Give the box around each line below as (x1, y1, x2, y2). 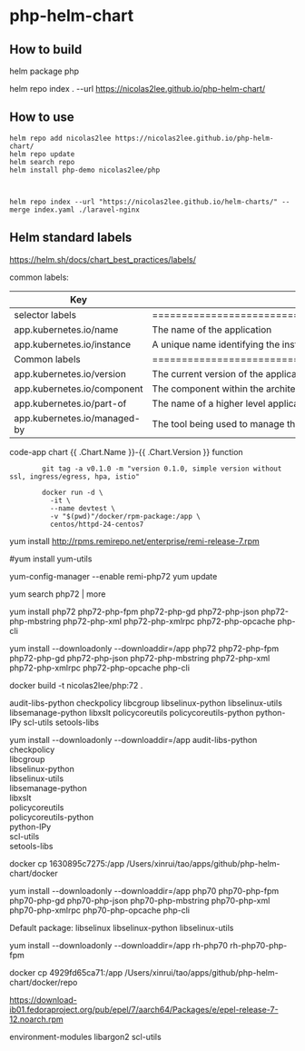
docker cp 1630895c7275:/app (9, 858, 125, 868)
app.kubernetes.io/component (14, 382, 143, 395)
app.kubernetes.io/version (14, 367, 127, 380)
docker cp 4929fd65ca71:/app (9, 967, 123, 977)
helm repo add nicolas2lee (9, 134, 112, 143)
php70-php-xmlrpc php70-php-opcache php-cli (9, 905, 191, 916)
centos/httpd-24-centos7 (49, 520, 144, 529)
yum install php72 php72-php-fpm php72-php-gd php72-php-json (9, 606, 260, 617)
